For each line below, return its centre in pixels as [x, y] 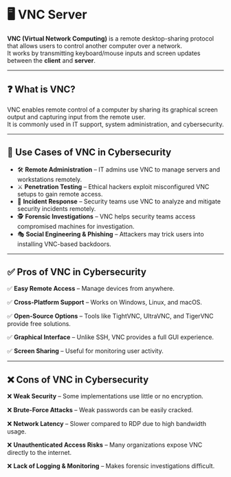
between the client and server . [52, 60]
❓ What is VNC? [41, 89]
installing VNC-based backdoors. [64, 244]
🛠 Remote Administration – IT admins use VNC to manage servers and [118, 169]
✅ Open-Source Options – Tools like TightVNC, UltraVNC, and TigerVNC [111, 316]
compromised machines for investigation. [76, 226]
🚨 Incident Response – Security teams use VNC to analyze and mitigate [119, 201]
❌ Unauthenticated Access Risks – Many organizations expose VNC [105, 445]
